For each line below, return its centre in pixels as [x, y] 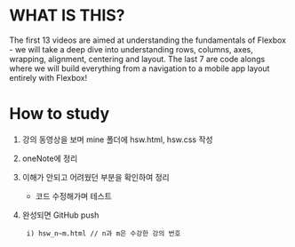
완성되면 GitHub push [60, 215]
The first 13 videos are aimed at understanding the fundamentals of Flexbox [148, 40]
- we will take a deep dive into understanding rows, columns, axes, [131, 49]
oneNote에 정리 [50, 158]
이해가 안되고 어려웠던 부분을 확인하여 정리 [96, 177]
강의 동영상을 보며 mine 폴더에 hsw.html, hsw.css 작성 [117, 139]
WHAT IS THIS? [68, 16]
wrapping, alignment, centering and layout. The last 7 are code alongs [137, 59]
